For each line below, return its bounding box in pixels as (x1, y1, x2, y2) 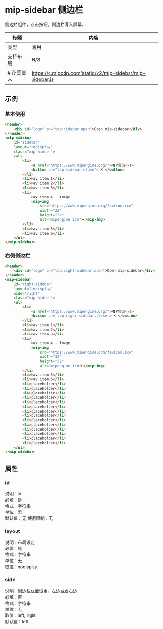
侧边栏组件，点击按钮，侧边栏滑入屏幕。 (5, 21, 86, 27)
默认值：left (5, 618, 29, 624)
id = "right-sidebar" (14, 282, 53, 287)
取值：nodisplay (5, 564, 37, 570)
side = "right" (14, 291, 40, 295)
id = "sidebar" (14, 140, 40, 145)
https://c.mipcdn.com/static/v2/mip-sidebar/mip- (31, 69, 146, 76)
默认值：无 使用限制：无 (5, 515, 53, 521)
